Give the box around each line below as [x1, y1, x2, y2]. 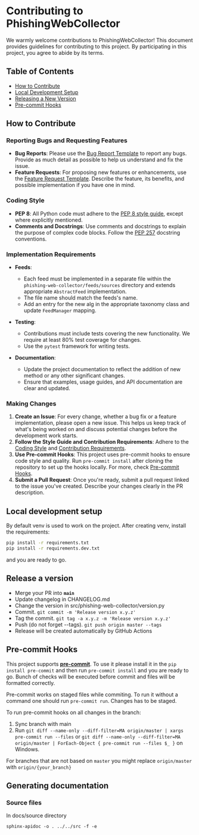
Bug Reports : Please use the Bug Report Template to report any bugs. [14, 150, 187, 157]
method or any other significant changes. [23, 372, 125, 379]
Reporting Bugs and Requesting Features [6, 136, 128, 145]
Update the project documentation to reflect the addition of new [23, 366, 181, 373]
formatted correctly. [6, 679, 55, 686]
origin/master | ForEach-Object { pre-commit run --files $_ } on [14, 739, 183, 746]
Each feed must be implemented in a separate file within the [23, 275, 171, 282]
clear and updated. [23, 385, 70, 392]
